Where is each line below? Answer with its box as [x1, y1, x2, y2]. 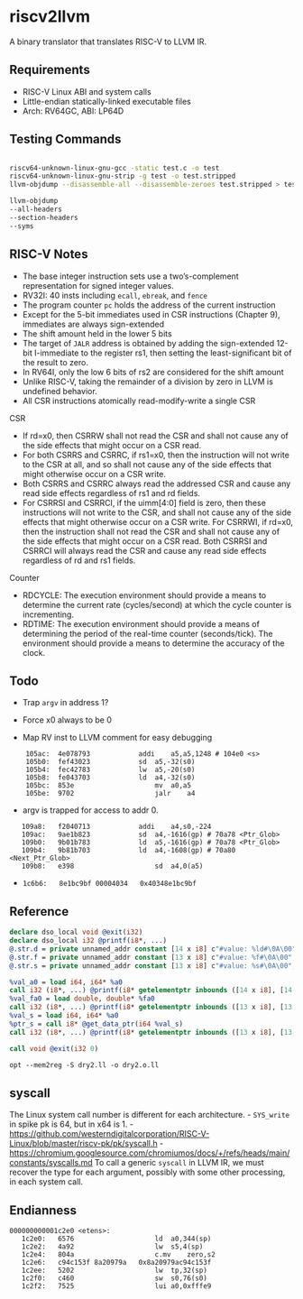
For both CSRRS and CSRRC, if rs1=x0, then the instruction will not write [22, 449, 290, 460]
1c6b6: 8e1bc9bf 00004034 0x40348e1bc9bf [22, 880, 197, 889]
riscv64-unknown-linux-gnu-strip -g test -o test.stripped [9, 171, 236, 181]
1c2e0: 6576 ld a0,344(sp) [21, 1234, 212, 1243]
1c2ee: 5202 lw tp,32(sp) [21, 1266, 207, 1275]
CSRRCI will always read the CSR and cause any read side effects [22, 545, 267, 556]
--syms [9, 221, 34, 231]
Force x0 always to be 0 [22, 714, 113, 725]
